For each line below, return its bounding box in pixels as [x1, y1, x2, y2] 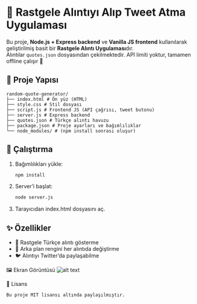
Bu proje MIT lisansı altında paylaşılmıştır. [6, 292, 125, 298]
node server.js [14, 194, 54, 201]
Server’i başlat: [14, 183, 53, 190]
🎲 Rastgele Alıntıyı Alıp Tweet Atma [6, 5, 186, 19]
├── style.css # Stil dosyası [6, 101, 83, 107]
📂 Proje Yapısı [6, 75, 59, 85]
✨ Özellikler [6, 223, 51, 233]
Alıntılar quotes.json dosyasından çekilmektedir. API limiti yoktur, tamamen [6, 51, 192, 58]
